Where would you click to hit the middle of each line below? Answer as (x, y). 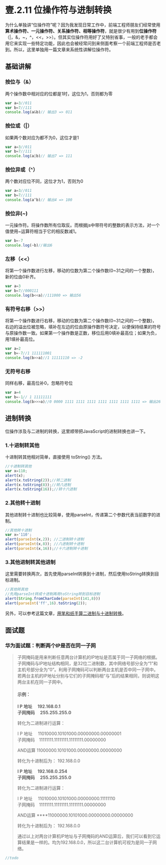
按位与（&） (20, 82)
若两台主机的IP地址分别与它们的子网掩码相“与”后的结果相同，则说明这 (88, 676)
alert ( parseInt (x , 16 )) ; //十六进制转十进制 (46, 549)
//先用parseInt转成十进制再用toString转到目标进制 (53, 594)
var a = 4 (13, 393)
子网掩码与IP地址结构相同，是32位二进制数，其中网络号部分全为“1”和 (87, 664)
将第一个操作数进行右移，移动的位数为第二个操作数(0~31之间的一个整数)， (81, 321)
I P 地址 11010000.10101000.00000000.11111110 (66, 798)
